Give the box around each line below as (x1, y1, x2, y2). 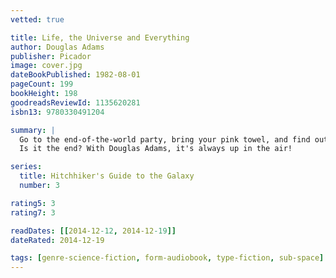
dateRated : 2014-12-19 (10, 235, 105, 245)
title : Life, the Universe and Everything (10, 32, 190, 43)
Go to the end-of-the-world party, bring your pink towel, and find (19, 134, 311, 145)
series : (10, 162, 43, 172)
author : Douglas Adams (10, 42, 105, 52)
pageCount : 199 (10, 79, 74, 90)
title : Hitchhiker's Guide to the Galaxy (19, 171, 195, 181)
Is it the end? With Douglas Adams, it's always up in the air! (19, 144, 293, 154)
